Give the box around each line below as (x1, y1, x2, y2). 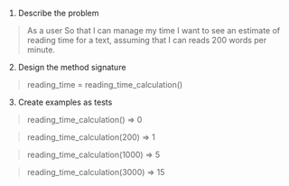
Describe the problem (17, 8, 99, 18)
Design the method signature (17, 62, 126, 72)
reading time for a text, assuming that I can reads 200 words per (26, 35, 267, 45)
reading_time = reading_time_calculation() (26, 79, 183, 89)
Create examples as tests (17, 97, 113, 107)
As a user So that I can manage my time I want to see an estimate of (26, 25, 281, 35)
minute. (26, 44, 56, 55)
